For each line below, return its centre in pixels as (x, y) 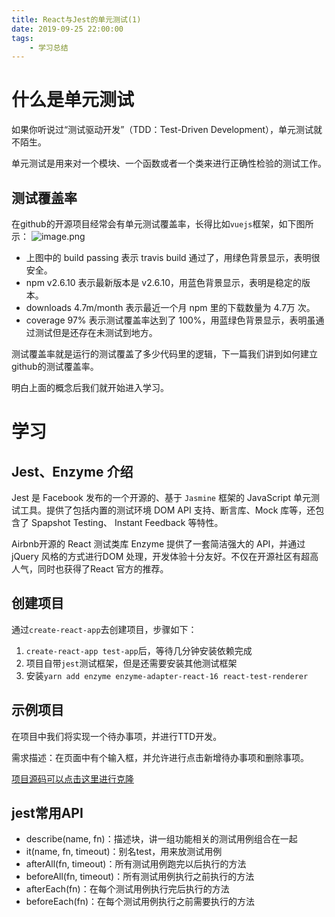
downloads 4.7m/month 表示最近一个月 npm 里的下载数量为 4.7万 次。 (170, 307)
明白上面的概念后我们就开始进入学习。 (90, 387)
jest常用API (47, 813)
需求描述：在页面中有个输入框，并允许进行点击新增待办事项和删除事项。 (160, 757)
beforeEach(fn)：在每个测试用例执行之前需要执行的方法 (140, 902)
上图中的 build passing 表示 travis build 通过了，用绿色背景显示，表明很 (173, 257)
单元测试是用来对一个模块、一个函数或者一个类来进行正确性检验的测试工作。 (169, 163)
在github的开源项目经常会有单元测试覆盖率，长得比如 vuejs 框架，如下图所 (162, 224)
